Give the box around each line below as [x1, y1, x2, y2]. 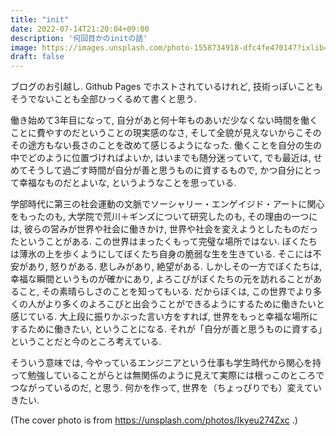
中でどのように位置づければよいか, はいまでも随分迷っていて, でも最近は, [10, 152, 312, 164]
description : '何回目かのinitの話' [10, 33, 148, 43]
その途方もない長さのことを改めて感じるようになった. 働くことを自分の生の [10, 139, 322, 151]
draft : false [10, 52, 65, 62]
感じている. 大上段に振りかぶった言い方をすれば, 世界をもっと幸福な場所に [10, 311, 318, 323]
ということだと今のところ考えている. [10, 336, 162, 348]
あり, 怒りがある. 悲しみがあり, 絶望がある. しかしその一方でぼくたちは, [27, 261, 322, 273]
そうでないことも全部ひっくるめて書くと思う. [10, 93, 197, 105]
